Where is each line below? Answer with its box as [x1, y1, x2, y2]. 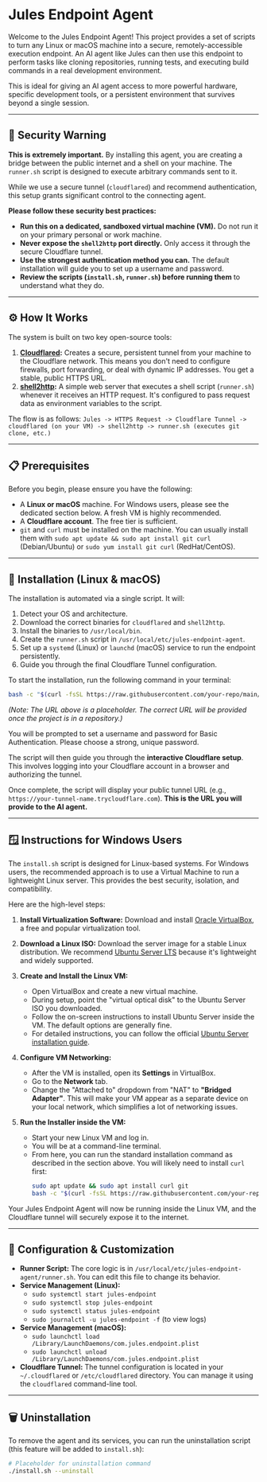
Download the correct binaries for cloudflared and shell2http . [19, 618, 226, 627]
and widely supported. [19, 955, 94, 965]
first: [31, 1166, 48, 1176]
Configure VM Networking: [19, 1052, 112, 1062]
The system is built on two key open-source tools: [8, 332, 172, 341]
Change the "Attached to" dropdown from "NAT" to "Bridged [31, 1085, 232, 1094]
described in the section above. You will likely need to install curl [31, 1158, 245, 1168]
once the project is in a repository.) [8, 714, 123, 723]
